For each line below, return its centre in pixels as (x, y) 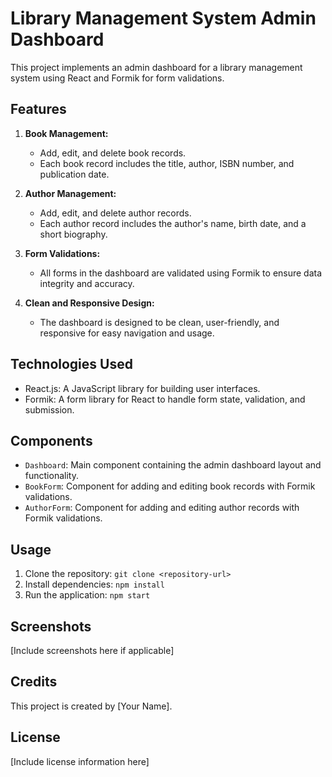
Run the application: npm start (87, 595)
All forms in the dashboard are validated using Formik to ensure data (181, 273)
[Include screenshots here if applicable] (92, 650)
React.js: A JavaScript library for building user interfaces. (142, 388)
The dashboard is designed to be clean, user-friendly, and (159, 322)
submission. (49, 409)
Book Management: (66, 133)
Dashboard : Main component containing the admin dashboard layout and (173, 465)
